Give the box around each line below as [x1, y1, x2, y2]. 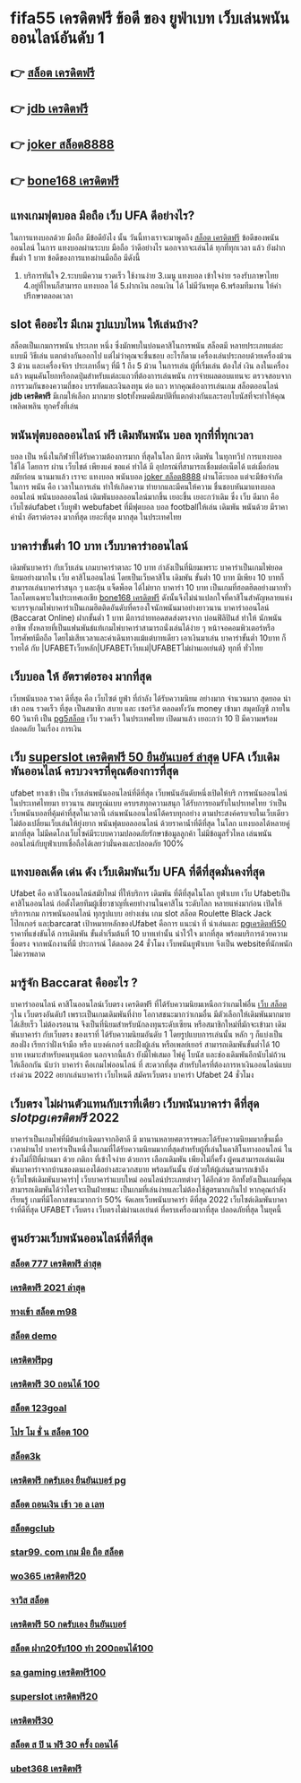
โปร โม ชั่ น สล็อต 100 [10, 1426, 90, 1438]
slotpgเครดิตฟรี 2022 [10, 1110, 120, 1125]
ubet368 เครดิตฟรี [10, 1762, 82, 1775]
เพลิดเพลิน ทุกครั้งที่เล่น [10, 401, 79, 411]
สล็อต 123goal [10, 1401, 67, 1414]
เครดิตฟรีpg [10, 1354, 53, 1366]
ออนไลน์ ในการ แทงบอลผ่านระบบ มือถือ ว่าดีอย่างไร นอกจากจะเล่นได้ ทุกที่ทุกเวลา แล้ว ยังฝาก [10, 242, 286, 253]
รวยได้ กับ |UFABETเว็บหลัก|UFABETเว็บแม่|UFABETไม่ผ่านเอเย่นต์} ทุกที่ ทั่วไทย [10, 642, 263, 653]
